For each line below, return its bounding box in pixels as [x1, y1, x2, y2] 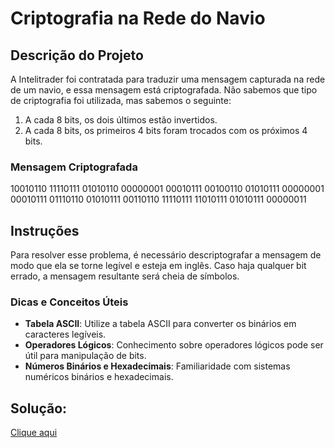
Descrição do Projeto [10, 47, 144, 64]
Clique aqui [10, 427, 58, 439]
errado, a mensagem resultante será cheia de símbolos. [10, 270, 240, 282]
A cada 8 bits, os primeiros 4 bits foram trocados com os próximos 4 [24, 125, 308, 136]
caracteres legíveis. [24, 328, 107, 341]
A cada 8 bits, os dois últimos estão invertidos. [24, 114, 218, 126]
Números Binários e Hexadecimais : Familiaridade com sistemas [24, 360, 291, 372]
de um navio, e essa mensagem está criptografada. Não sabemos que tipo [10, 84, 318, 96]
